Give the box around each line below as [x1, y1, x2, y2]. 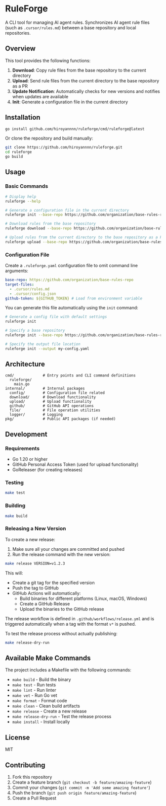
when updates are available [12, 93, 69, 99]
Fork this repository [12, 774, 52, 780]
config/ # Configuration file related [9, 390, 105, 395]
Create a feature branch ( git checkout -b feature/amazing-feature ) [12, 779, 152, 785]
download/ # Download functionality [9, 395, 96, 400]
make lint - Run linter [12, 687, 56, 693]
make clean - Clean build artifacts [12, 703, 80, 709]
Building [5, 502, 26, 509]
